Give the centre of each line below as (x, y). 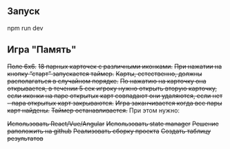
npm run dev (25, 28)
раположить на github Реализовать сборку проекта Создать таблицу (109, 131)
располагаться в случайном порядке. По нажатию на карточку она (107, 81)
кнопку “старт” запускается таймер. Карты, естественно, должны (105, 73)
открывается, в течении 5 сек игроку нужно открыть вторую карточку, (112, 88)
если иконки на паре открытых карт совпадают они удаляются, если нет (115, 95)
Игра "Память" (42, 50)
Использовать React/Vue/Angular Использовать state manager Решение (113, 123)
